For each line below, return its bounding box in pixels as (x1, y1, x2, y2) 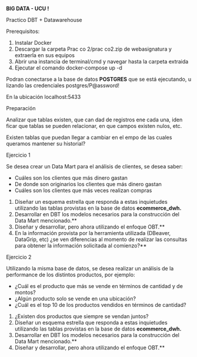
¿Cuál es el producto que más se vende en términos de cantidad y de (14, 283, 183, 289)
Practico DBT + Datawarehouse (6, 16, 82, 23)
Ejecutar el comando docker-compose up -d (14, 64, 122, 71)
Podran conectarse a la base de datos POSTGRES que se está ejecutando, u (6, 76, 192, 82)
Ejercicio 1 (6, 151, 31, 158)
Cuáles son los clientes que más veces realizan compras (14, 187, 152, 194)
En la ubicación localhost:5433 (6, 94, 81, 100)
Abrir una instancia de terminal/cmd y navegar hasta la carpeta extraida (14, 58, 189, 65)
